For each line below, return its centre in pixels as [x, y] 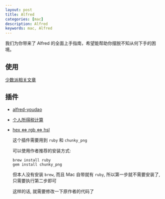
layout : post [19, 10]
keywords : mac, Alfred [29, 28]
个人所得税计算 [28, 119]
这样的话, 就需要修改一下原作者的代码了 [53, 191]
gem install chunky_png [37, 164]
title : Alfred [20, 14]
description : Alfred [27, 24]
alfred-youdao [27, 109]
